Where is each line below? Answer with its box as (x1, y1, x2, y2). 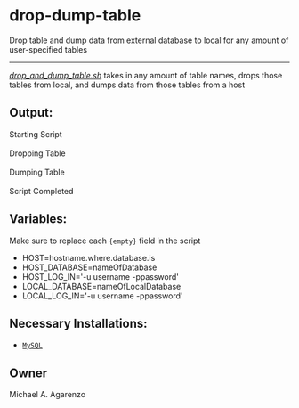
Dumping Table (9, 167, 65, 177)
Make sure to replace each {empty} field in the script (9, 235, 201, 246)
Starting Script (9, 128, 62, 139)
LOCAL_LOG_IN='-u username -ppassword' (21, 290, 183, 301)
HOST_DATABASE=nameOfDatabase (21, 262, 158, 273)
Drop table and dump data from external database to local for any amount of (9, 35, 289, 45)
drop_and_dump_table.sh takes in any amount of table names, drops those (9, 69, 283, 80)
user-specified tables (9, 44, 87, 54)
